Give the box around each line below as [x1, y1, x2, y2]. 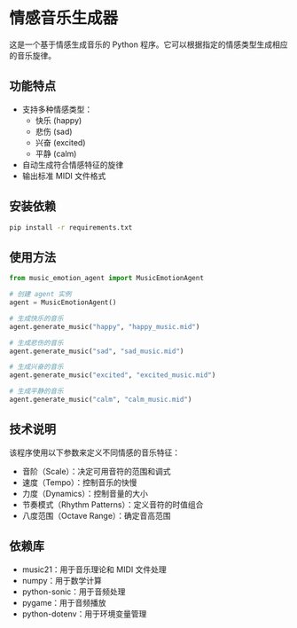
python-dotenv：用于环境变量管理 [21, 608, 147, 619]
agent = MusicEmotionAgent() [9, 298, 117, 307]
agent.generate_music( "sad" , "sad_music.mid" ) [9, 347, 184, 356]
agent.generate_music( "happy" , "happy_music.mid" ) [9, 322, 200, 331]
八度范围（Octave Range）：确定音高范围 [21, 510, 171, 521]
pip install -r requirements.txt [9, 223, 133, 232]
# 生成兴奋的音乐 [9, 363, 64, 372]
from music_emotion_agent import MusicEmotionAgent [9, 274, 204, 283]
